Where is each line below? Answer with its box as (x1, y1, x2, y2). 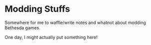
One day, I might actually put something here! (4, 34, 98, 40)
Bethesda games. (4, 24, 41, 30)
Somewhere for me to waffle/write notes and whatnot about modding (4, 20, 146, 25)
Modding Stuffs (4, 3, 71, 15)
